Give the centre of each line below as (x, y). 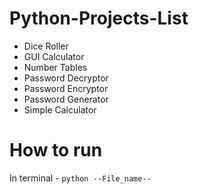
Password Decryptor (66, 78)
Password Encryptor (66, 88)
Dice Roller (46, 46)
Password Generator (66, 99)
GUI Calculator (54, 56)
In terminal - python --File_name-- (80, 178)
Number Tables (55, 67)
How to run (56, 150)
